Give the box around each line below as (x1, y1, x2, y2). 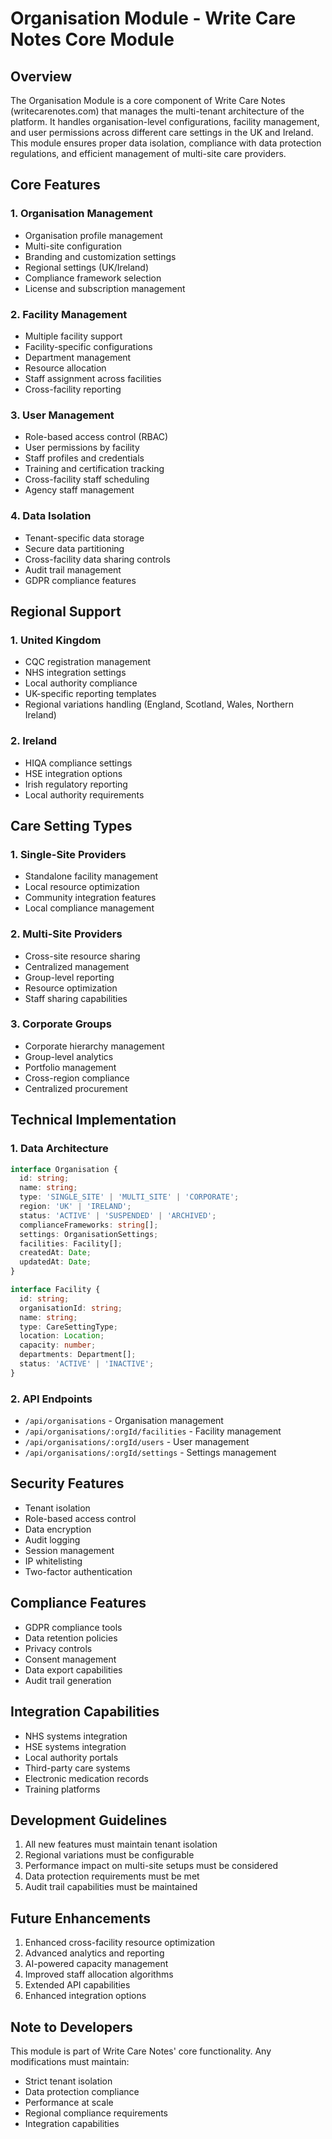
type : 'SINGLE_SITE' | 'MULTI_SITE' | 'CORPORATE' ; (19, 1192, 240, 1202)
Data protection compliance (24, 2085, 140, 2097)
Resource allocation (24, 362, 107, 374)
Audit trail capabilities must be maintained (24, 1881, 198, 1893)
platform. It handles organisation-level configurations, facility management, (10, 116, 320, 127)
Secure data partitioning (24, 542, 125, 554)
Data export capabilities (24, 1663, 123, 1676)
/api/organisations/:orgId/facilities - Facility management (24, 1425, 282, 1437)
